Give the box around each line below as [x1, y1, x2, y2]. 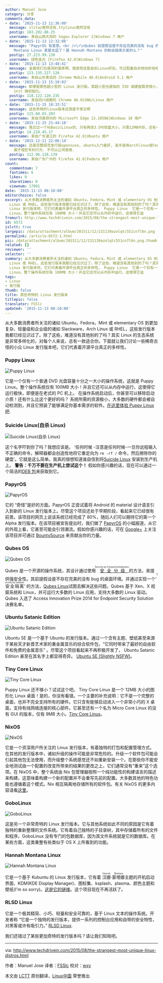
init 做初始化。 [14, 89, 43, 94]
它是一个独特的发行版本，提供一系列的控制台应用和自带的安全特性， [21, 917, 157, 923]
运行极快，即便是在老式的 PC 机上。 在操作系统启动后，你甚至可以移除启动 [5, 390, 155, 396]
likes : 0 [9, 175, 27, 180]
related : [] [5, 243, 29, 247]
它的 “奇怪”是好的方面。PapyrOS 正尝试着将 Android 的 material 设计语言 [5, 502, 150, 508]
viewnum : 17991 [9, 184, 40, 189]
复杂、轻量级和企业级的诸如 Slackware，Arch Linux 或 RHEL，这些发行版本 [5, 326, 155, 332]
